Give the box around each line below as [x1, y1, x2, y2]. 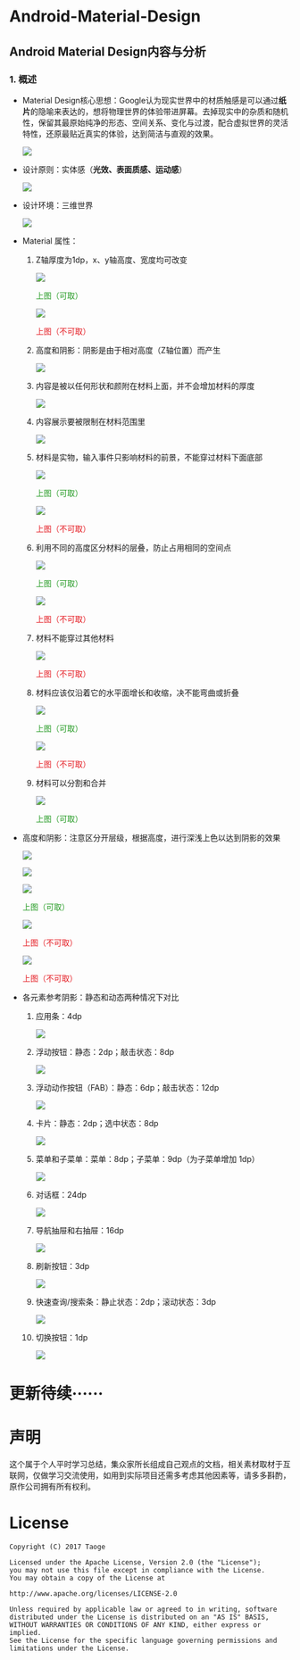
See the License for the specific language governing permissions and [9, 1636, 278, 1645]
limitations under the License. [9, 1644, 129, 1653]
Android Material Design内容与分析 [9, 44, 207, 59]
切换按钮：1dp [35, 1332, 88, 1342]
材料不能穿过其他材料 [35, 632, 114, 643]
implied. [9, 1628, 42, 1637]
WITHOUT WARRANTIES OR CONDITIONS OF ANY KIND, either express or [9, 1620, 262, 1630]
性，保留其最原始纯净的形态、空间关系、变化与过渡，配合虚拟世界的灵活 [21, 117, 288, 128]
